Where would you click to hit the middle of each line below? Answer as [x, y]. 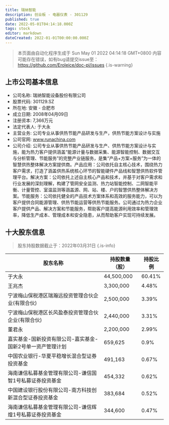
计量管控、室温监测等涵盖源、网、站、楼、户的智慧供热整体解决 [88, 190]
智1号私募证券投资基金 [35, 380]
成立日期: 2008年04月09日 [40, 114]
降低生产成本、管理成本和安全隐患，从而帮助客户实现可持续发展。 [90, 215]
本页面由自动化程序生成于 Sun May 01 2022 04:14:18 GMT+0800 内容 [90, 53]
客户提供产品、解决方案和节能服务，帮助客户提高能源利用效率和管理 [83, 208]
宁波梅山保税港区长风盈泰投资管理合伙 [53, 312]
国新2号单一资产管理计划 [37, 346]
